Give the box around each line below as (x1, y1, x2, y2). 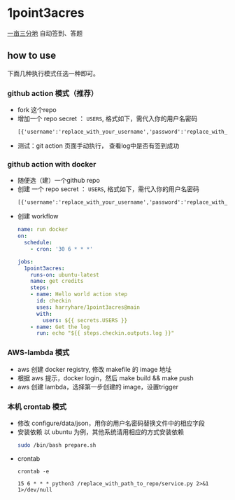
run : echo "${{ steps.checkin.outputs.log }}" (36, 330, 175, 337)
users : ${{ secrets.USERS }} (43, 317, 128, 324)
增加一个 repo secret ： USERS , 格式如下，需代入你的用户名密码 (17, 114, 198, 123)
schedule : (24, 239, 52, 246)
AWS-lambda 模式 (7, 348, 70, 358)
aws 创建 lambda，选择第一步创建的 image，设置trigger (17, 382, 179, 391)
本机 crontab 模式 (7, 401, 67, 411)
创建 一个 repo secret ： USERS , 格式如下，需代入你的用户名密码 (17, 185, 199, 193)
